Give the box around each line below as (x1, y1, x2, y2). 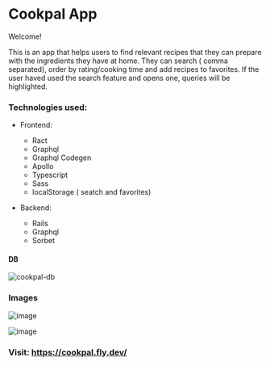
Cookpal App (8, 5, 98, 23)
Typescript (31, 170, 69, 180)
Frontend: (19, 120, 52, 130)
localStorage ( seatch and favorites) (31, 187, 152, 197)
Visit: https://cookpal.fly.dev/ (8, 347, 127, 358)
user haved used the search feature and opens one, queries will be (8, 73, 231, 82)
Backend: (19, 203, 52, 212)
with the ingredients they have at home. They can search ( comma (8, 56, 228, 65)
